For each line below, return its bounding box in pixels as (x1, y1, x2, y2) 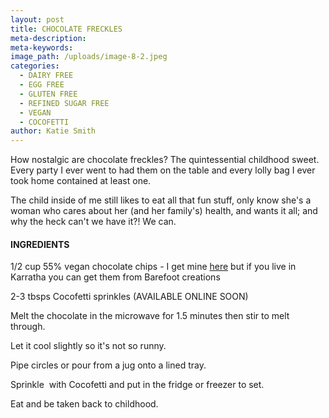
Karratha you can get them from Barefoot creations (10, 271, 221, 283)
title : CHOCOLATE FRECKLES (10, 24, 123, 34)
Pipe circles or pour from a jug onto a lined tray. (10, 359, 207, 371)
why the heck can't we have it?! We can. (10, 216, 177, 228)
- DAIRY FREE (19, 71, 74, 81)
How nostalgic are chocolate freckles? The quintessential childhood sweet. (10, 154, 320, 166)
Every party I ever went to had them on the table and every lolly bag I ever (10, 164, 316, 176)
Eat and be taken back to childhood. (10, 398, 159, 410)
